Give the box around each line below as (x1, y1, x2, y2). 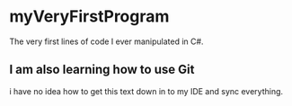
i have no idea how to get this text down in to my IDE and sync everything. (9, 85, 284, 96)
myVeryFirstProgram (9, 6, 170, 27)
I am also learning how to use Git (9, 62, 195, 77)
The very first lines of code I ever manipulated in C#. (9, 36, 204, 47)
